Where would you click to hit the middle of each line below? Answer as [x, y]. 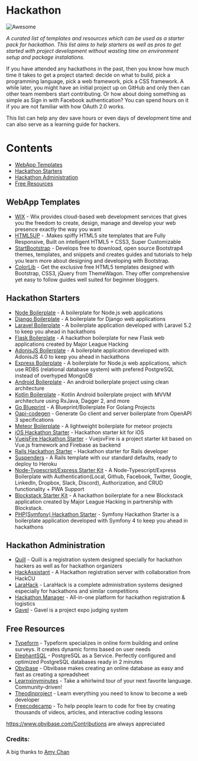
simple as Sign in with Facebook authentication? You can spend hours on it [98, 100]
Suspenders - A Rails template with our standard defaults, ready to [96, 457]
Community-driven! [38, 687]
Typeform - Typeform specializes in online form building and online [96, 643]
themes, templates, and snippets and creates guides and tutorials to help [103, 254]
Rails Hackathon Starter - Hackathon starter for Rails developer [91, 451]
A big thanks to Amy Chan [38, 752]
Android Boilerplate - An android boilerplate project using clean [92, 382]
